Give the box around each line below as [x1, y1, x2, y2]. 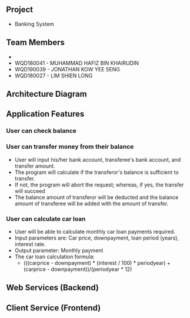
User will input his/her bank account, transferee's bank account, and [14, 156, 181, 163]
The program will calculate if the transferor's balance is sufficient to [14, 168, 179, 176]
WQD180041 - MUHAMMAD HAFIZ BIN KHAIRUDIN [14, 59, 139, 67]
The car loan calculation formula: [14, 253, 95, 260]
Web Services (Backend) [6, 283, 99, 293]
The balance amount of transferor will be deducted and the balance [14, 194, 179, 201]
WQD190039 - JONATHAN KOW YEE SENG [14, 65, 121, 73]
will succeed [14, 187, 45, 194]
